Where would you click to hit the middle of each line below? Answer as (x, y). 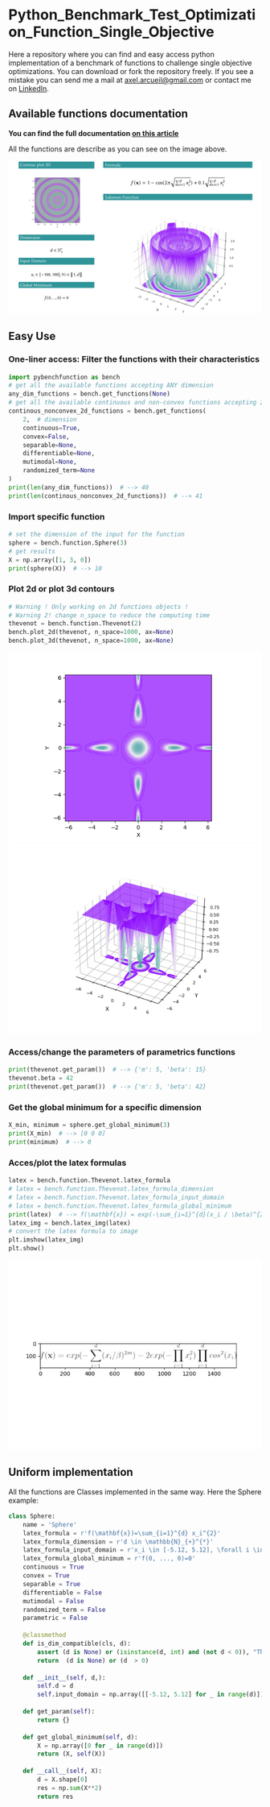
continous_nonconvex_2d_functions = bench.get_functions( (107, 411)
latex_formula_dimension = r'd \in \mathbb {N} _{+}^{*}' (119, 1542)
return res (55, 1797)
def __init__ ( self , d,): (64, 1677)
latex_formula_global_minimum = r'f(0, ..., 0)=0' (109, 1559)
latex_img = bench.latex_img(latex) (70, 1223)
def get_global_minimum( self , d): (80, 1737)
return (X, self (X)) (72, 1754)
